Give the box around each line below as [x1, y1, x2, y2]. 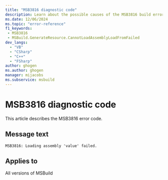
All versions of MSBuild [5, 170, 53, 176]
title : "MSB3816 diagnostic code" [5, 7, 77, 13]
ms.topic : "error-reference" [5, 21, 66, 27]
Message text [5, 130, 49, 138]
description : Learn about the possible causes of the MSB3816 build [5, 12, 151, 17]
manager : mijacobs [5, 73, 43, 78]
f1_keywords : [5, 26, 32, 31]
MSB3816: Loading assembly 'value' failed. [5, 143, 97, 148]
